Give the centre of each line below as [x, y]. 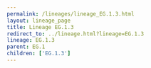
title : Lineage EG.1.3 [40, 27]
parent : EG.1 [26, 47]
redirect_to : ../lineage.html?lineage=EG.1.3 [75, 34]
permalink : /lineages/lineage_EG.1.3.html [71, 14]
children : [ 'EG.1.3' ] [39, 54]
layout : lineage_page [39, 21]
